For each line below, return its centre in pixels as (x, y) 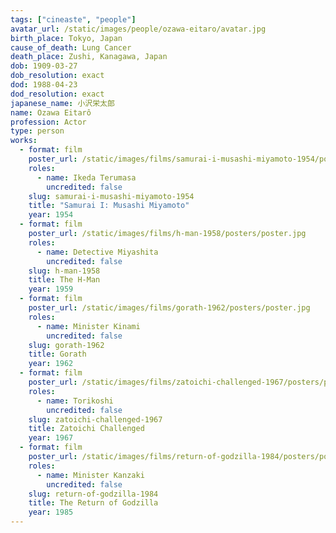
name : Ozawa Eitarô (51, 112)
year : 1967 (51, 438)
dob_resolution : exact (57, 76)
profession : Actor (48, 122)
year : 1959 (51, 289)
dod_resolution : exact (57, 94)
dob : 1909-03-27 (44, 66)
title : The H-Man (64, 280)
